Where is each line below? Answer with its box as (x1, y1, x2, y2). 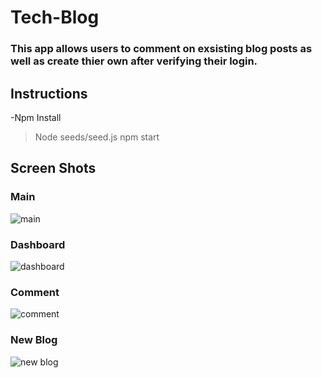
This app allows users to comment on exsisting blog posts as (10, 42, 313, 56)
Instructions (10, 85, 88, 102)
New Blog (10, 333, 58, 347)
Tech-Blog (10, 6, 100, 29)
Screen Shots (10, 160, 97, 177)
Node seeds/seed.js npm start (34, 131, 160, 143)
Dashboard (10, 237, 66, 251)
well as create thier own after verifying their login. (10, 54, 258, 68)
